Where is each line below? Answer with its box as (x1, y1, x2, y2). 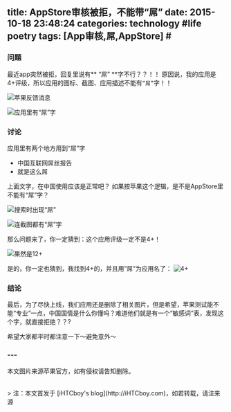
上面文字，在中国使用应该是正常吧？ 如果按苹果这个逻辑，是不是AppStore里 (7, 182, 223, 190)
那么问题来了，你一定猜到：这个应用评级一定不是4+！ (7, 235, 161, 243)
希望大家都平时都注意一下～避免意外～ (7, 332, 116, 341)
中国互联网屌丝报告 (17, 159, 73, 167)
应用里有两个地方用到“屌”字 (7, 144, 86, 152)
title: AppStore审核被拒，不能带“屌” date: (7, 6, 188, 19)
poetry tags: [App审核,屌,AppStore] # (7, 30, 172, 42)
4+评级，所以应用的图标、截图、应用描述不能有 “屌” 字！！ (7, 78, 172, 87)
